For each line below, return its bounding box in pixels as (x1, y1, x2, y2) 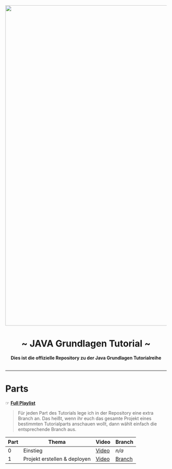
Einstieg (23, 447, 42, 454)
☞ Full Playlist (5, 400, 36, 406)
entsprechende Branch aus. (17, 426, 77, 432)
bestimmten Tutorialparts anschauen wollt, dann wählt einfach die (17, 420, 157, 427)
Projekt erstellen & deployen (23, 455, 91, 462)
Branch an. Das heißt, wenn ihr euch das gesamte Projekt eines (17, 415, 152, 421)
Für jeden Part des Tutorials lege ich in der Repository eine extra (17, 410, 154, 416)
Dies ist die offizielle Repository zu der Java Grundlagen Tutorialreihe (10, 355, 162, 361)
